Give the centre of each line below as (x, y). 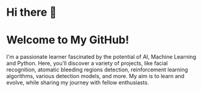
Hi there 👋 (31, 12)
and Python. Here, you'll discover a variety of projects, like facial (87, 64)
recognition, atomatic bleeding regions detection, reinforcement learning (97, 70)
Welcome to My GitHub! (68, 40)
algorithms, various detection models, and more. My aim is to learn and (95, 76)
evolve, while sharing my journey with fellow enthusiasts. (78, 83)
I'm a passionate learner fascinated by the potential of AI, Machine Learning (101, 57)
